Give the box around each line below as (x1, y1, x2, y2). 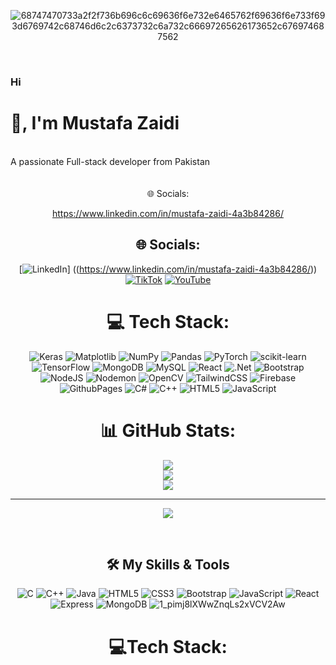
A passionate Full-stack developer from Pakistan (10, 155, 211, 167)
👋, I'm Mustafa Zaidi (10, 112, 180, 135)
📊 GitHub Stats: (99, 419, 237, 442)
